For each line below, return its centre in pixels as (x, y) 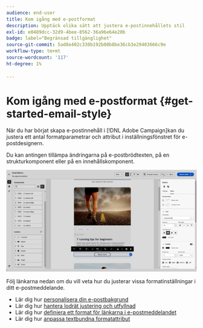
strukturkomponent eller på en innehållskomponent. (70, 162)
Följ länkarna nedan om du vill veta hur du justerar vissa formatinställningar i (101, 281)
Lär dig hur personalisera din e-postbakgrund (72, 299)
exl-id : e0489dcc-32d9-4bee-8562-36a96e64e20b (66, 32)
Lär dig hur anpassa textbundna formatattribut (72, 318)
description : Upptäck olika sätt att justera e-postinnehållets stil (96, 25)
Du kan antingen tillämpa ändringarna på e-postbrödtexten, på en (88, 155)
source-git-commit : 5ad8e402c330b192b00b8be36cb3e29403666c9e (86, 45)
